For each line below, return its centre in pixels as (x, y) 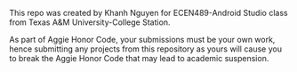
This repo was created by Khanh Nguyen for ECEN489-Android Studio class (148, 13)
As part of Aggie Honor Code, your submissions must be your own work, (142, 40)
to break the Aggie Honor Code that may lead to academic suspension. (139, 58)
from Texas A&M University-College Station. (90, 22)
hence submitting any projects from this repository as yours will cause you (146, 49)
